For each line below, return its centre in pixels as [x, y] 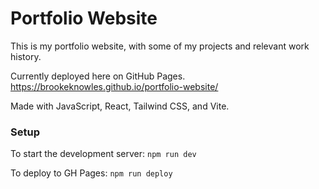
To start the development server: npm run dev [103, 154]
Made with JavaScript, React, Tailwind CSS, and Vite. [120, 106]
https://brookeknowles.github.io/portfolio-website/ [114, 86]
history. [26, 56]
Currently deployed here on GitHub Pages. [98, 76]
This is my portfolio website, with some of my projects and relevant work [160, 46]
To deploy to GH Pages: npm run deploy [91, 173]
